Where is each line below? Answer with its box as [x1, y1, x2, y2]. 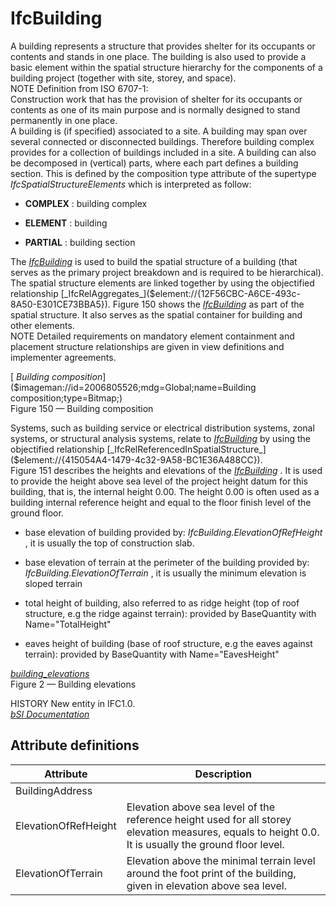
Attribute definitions [10, 737, 140, 754]
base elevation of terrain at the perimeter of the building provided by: [24, 556, 310, 568]
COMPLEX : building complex [24, 197, 148, 209]
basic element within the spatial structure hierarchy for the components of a [10, 61, 323, 73]
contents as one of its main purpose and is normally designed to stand [10, 103, 301, 116]
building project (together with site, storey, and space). [10, 72, 237, 84]
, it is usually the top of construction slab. [24, 537, 195, 549]
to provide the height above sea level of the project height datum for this [10, 475, 308, 487]
